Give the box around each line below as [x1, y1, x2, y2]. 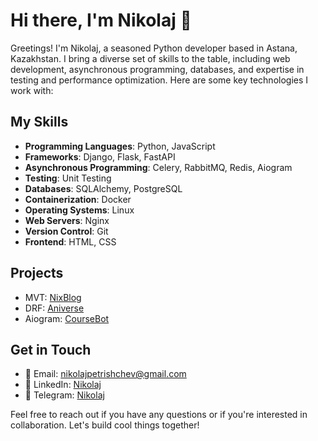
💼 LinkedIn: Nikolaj [24, 379, 102, 391]
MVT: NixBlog [24, 291, 82, 303]
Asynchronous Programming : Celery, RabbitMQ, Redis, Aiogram [24, 161, 293, 173]
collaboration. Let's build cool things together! [10, 419, 200, 431]
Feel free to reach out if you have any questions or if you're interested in [10, 409, 308, 421]
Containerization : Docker [24, 193, 132, 205]
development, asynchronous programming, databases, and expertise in [10, 63, 305, 75]
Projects [10, 265, 64, 282]
